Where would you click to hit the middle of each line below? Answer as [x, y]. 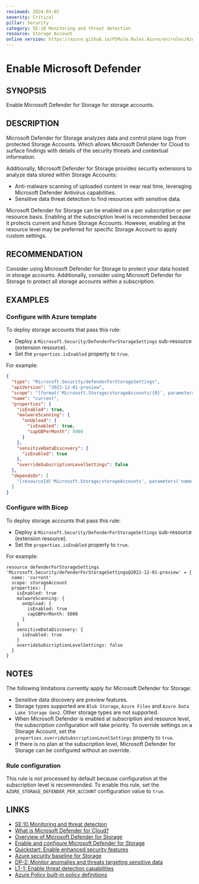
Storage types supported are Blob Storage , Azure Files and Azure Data [102, 706]
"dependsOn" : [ [30, 476]
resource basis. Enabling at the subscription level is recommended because [99, 216]
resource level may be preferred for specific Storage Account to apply [92, 229]
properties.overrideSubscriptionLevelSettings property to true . [94, 737]
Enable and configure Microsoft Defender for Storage [80, 843]
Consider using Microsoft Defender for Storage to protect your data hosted [97, 269]
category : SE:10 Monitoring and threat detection [69, 28]
